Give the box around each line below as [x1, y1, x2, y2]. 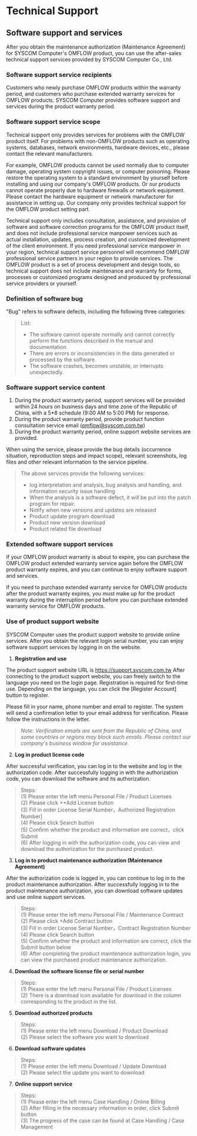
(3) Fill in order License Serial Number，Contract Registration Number [20, 924, 191, 931]
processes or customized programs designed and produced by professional [6, 273, 191, 280]
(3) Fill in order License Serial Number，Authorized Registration [20, 806, 176, 813]
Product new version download [29, 519, 106, 526]
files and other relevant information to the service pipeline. [6, 458, 149, 465]
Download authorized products [14, 1009, 93, 1017]
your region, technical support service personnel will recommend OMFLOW [6, 248, 190, 255]
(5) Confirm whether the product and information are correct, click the [20, 937, 192, 944]
